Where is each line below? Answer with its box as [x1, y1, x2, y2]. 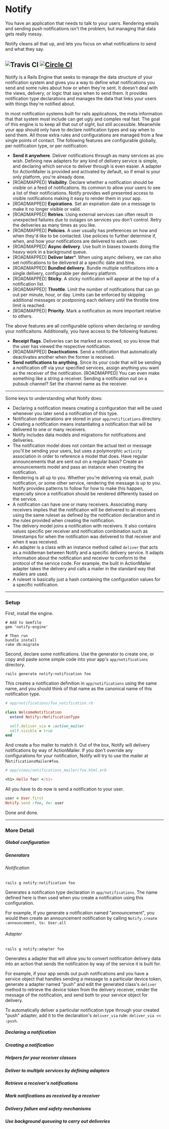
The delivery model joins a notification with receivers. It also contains [12, 522, 156, 528]
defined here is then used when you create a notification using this [5, 894, 144, 900]
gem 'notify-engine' [5, 625, 49, 630]
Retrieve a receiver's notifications [5, 1080, 78, 1086]
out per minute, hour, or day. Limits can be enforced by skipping [12, 291, 145, 298]
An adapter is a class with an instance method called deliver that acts [12, 544, 158, 550]
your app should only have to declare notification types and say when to [5, 126, 155, 132]
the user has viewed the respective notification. [12, 343, 112, 349]
